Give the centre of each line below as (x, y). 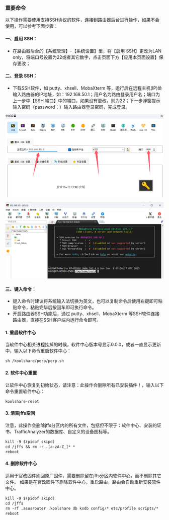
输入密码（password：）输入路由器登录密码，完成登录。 (71, 107)
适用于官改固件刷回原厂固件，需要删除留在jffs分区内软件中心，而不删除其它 (83, 476)
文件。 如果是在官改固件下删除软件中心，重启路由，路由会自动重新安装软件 (83, 482)
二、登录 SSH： (21, 76)
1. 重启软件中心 (21, 332)
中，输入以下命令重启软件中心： (38, 351)
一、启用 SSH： (21, 38)
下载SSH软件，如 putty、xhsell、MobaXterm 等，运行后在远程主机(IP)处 (87, 88)
